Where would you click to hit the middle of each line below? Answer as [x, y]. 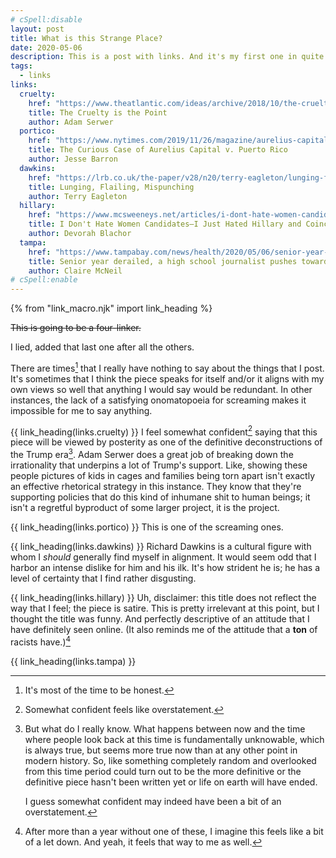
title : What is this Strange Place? [86, 38]
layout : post [37, 29]
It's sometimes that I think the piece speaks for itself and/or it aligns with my [167, 378]
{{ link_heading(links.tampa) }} [73, 661]
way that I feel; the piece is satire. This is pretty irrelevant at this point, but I [165, 608]
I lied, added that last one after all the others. [102, 347]
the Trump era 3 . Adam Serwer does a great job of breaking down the [152, 454]
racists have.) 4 [41, 641]
